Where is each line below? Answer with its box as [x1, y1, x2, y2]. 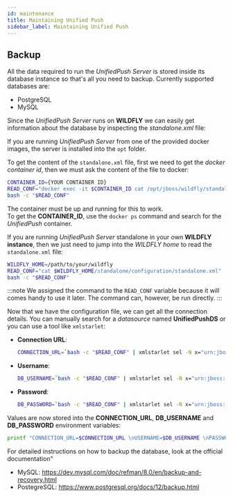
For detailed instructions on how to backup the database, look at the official [7, 447, 223, 456]
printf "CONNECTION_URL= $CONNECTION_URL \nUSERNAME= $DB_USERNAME [7, 435, 200, 442]
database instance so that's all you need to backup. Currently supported [7, 74, 214, 83]
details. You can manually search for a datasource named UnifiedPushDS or [7, 314, 226, 323]
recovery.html [17, 475, 58, 483]
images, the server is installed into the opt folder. [7, 145, 147, 153]
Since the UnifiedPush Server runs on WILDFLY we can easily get [7, 116, 195, 125]
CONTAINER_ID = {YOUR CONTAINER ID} [7, 179, 107, 186]
